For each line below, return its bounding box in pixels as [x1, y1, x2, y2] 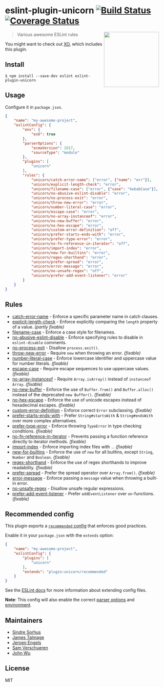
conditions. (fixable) [12, 428, 53, 434]
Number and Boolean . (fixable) [12, 454, 70, 460]
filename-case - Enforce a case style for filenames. [12, 329, 116, 335]
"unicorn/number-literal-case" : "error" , [31, 205, 117, 210]
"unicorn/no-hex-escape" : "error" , [31, 223, 104, 228]
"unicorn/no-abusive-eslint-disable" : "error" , [31, 191, 130, 196]
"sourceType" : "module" [31, 150, 80, 155]
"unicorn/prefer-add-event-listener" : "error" [31, 273, 128, 278]
